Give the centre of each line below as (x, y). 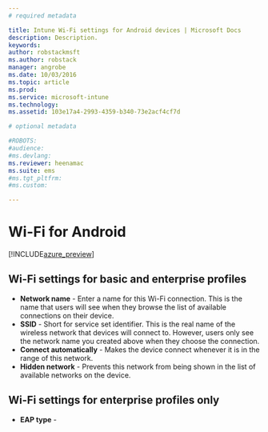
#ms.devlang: (30, 156)
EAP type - (38, 419)
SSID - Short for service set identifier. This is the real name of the (128, 324)
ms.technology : (34, 105)
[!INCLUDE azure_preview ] (51, 254)
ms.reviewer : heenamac (46, 163)
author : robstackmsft (44, 53)
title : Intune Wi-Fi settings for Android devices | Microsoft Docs (125, 30)
